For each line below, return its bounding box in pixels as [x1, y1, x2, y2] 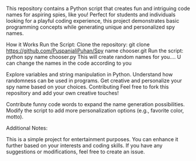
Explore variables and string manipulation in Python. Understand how [6, 71, 173, 78]
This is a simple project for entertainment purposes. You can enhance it [6, 136, 178, 142]
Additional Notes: [6, 125, 48, 131]
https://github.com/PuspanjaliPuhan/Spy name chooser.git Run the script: [6, 47, 184, 54]
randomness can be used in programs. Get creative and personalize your [6, 77, 183, 84]
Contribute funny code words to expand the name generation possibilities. [6, 101, 185, 107]
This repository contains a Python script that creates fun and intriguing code [6, 5, 190, 12]
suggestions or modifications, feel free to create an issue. [6, 148, 145, 155]
